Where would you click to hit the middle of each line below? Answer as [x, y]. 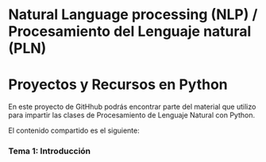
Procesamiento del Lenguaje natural [130, 31]
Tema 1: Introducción [50, 151]
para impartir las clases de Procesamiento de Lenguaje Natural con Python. [132, 115]
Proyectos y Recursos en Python [118, 85]
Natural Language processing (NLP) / [133, 15]
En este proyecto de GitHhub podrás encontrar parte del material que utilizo [132, 107]
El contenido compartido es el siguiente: [74, 131]
